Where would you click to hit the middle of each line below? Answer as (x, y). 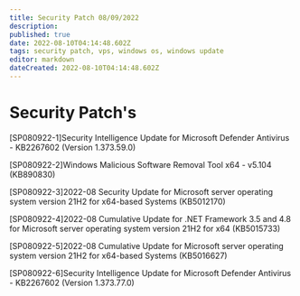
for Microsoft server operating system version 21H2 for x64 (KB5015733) (145, 228)
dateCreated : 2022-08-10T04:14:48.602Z (84, 69)
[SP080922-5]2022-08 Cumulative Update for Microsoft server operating (147, 245)
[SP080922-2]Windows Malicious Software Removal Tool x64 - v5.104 (141, 164)
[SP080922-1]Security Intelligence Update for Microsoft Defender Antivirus (150, 137)
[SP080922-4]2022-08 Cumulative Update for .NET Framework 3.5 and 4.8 (150, 218)
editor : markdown (42, 60)
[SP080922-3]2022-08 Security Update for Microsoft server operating (141, 191)
